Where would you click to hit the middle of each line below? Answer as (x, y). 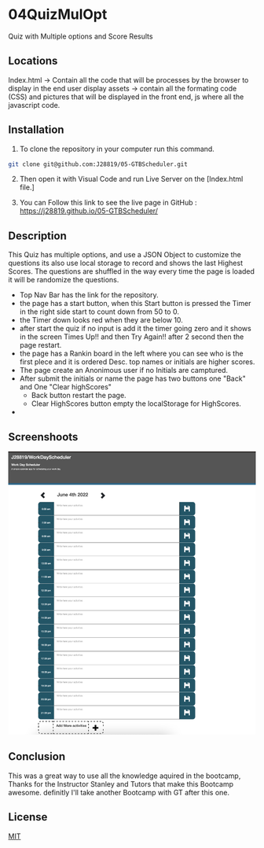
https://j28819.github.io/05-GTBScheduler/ (89, 211)
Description (37, 236)
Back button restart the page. (79, 396)
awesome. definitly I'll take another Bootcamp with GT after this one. (119, 792)
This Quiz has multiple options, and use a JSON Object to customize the (125, 255)
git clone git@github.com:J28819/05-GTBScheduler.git (98, 164)
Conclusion (37, 757)
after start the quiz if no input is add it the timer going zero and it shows (135, 329)
